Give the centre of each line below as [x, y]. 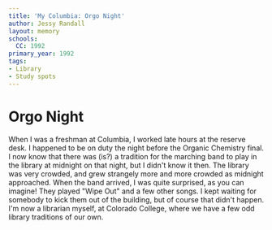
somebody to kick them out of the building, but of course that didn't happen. [136, 199]
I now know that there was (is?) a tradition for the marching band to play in [133, 156]
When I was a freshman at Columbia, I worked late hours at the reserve [127, 139]
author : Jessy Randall [47, 24]
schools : [23, 39]
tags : [17, 62]
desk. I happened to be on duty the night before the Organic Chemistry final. [136, 148]
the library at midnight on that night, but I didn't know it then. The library [129, 165]
